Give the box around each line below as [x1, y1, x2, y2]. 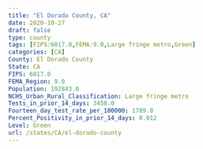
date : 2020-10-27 [8, 19, 66, 27]
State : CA [8, 63, 41, 71]
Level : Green [8, 121, 51, 129]
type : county [8, 33, 51, 42]
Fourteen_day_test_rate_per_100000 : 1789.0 [8, 107, 154, 115]
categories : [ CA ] [8, 48, 66, 56]
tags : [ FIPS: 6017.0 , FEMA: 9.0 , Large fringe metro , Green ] [8, 41, 196, 49]
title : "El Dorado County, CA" [8, 11, 111, 20]
